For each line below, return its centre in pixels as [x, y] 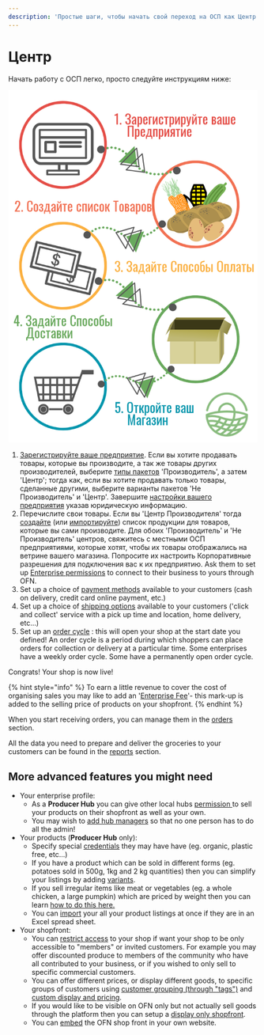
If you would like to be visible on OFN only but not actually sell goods [144, 1006]
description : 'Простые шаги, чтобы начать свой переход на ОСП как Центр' [134, 17]
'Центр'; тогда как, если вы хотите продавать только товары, [123, 480]
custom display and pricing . [77, 998]
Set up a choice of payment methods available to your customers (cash [136, 590]
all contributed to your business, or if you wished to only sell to [134, 964]
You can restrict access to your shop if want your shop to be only [138, 938]
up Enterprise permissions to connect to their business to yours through [137, 573]
